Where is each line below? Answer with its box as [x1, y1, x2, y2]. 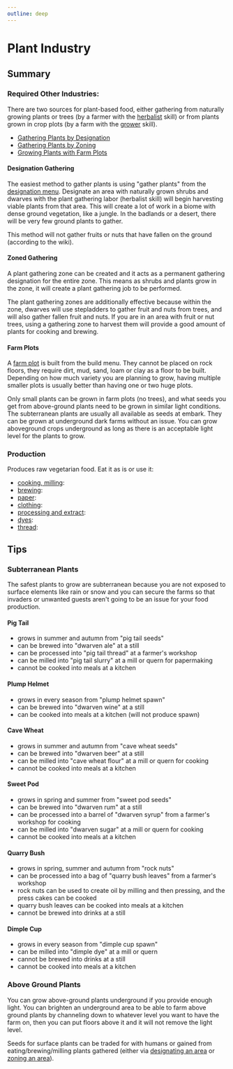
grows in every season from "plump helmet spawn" [17, 695, 165, 704]
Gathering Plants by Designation [17, 133, 110, 142]
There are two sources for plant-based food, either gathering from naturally [7, 105, 225, 113]
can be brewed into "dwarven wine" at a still [17, 703, 145, 711]
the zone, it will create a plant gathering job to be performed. [7, 284, 182, 292]
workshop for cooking [17, 817, 82, 826]
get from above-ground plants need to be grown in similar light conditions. [7, 402, 221, 411]
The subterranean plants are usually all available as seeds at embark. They [7, 409, 222, 418]
